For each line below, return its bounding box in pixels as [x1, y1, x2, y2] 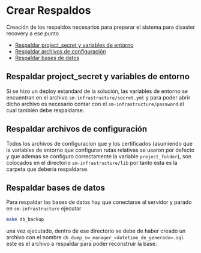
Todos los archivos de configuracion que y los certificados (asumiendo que [6, 140, 193, 147]
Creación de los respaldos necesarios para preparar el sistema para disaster [6, 23, 196, 31]
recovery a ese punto [6, 29, 59, 37]
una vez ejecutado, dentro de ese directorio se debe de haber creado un [6, 227, 186, 234]
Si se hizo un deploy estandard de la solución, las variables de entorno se [6, 88, 188, 95]
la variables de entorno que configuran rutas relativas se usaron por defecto [6, 146, 195, 153]
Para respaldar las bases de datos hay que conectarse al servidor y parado [6, 198, 192, 206]
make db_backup [6, 216, 44, 222]
